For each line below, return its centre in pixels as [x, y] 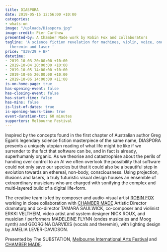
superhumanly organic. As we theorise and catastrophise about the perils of [83, 156]
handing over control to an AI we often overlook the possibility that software [83, 161]
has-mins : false [22, 103]
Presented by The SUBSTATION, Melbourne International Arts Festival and [81, 239]
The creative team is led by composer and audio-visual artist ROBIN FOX [80, 198]
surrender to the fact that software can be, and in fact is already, [71, 151]
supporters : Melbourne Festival [39, 121]
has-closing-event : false [32, 93]
